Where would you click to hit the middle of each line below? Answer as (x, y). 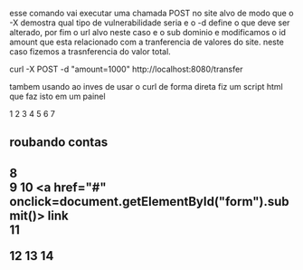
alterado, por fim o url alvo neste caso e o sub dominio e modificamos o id (148, 32)
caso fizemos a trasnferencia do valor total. (90, 52)
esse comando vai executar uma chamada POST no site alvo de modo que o (151, 13)
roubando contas (59, 143)
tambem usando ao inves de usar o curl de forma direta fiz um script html (146, 87)
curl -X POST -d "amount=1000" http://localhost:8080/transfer (126, 69)
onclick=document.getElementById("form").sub (149, 202)
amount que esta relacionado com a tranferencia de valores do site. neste (147, 42)
